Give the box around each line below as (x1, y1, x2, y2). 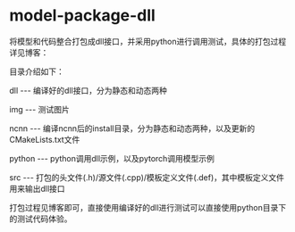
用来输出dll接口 (9, 183, 65, 194)
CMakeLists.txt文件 (9, 134, 80, 145)
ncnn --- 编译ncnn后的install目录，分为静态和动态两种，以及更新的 (9, 122, 256, 134)
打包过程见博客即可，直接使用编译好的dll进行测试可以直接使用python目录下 (9, 202, 287, 212)
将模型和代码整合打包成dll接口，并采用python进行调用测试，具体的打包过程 (9, 36, 287, 46)
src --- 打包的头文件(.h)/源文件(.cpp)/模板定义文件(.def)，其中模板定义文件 (9, 171, 284, 183)
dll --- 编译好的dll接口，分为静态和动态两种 (9, 85, 167, 95)
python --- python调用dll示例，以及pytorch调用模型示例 (9, 153, 215, 163)
